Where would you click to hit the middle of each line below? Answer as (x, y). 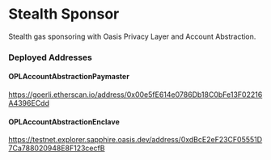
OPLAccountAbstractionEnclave (64, 121)
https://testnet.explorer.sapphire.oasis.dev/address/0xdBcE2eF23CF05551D (135, 140)
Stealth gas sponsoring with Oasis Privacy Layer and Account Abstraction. (132, 36)
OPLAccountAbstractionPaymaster (69, 77)
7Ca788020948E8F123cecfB (57, 148)
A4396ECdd (29, 103)
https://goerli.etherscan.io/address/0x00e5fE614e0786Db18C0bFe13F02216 (135, 95)
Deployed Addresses (51, 57)
